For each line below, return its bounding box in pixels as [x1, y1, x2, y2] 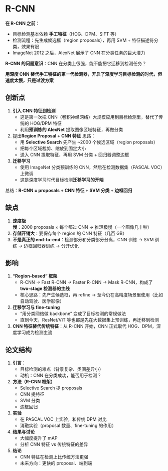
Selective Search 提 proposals [20, 385, 83, 391]
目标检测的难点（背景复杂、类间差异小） [20, 366, 104, 372]
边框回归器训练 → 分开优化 [24, 243, 79, 249]
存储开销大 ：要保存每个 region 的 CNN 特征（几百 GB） [12, 230, 127, 236]
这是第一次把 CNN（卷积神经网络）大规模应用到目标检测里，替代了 [20, 114, 159, 120]
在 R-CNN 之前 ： [5, 20, 40, 26]
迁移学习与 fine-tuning [12, 304, 60, 310]
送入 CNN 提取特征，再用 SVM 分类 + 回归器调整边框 [20, 151, 129, 158]
